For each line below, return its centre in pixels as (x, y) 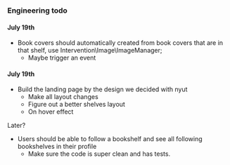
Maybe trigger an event (62, 58)
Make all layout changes (63, 97)
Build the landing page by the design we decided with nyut (102, 89)
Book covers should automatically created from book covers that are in (120, 43)
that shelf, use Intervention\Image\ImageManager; (90, 51)
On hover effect (51, 112)
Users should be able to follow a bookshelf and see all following (110, 139)
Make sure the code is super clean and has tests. (99, 154)
